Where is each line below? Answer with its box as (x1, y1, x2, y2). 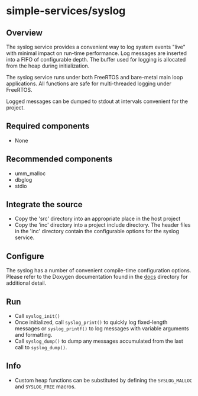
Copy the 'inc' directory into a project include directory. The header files (14, 221, 191, 228)
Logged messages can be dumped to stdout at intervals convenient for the (6, 98, 188, 105)
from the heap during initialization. (6, 62, 90, 69)
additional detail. (6, 279, 47, 286)
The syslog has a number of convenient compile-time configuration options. (6, 267, 191, 274)
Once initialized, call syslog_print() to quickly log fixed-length (14, 318, 168, 326)
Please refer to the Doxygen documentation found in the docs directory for (6, 273, 188, 281)
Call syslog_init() (14, 313, 60, 320)
